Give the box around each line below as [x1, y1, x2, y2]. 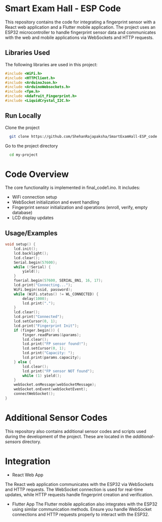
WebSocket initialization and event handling [12, 199, 99, 205]
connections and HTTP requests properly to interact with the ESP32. [12, 511, 149, 517]
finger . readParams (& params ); [22, 332, 81, 337]
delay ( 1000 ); [22, 296, 49, 301]
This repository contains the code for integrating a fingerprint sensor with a [5, 19, 156, 25]
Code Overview [5, 168, 69, 180]
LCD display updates [12, 215, 54, 221]
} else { [14, 359, 32, 364]
